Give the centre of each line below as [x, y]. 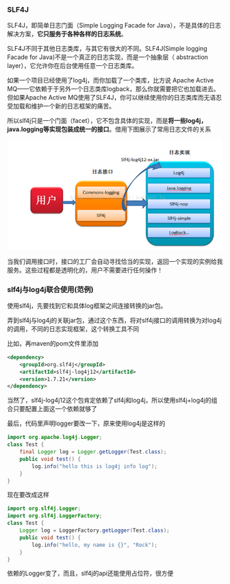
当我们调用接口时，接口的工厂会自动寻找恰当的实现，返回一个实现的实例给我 [115, 261]
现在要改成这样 [28, 495]
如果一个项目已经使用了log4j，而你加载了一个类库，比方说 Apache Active [111, 80]
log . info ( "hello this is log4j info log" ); [94, 466]
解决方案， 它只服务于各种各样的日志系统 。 [67, 34]
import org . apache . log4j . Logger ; [55, 438]
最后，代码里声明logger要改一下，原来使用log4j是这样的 [86, 423]
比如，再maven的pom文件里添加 [53, 343]
